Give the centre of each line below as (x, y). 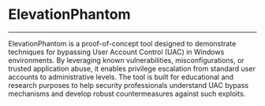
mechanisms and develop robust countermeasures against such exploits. (127, 93)
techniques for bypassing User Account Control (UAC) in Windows (116, 52)
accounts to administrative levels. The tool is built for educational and (121, 77)
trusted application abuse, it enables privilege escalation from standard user (132, 68)
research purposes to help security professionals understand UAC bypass (129, 85)
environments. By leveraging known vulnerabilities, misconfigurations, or (126, 60)
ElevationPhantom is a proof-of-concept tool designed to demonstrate (122, 43)
